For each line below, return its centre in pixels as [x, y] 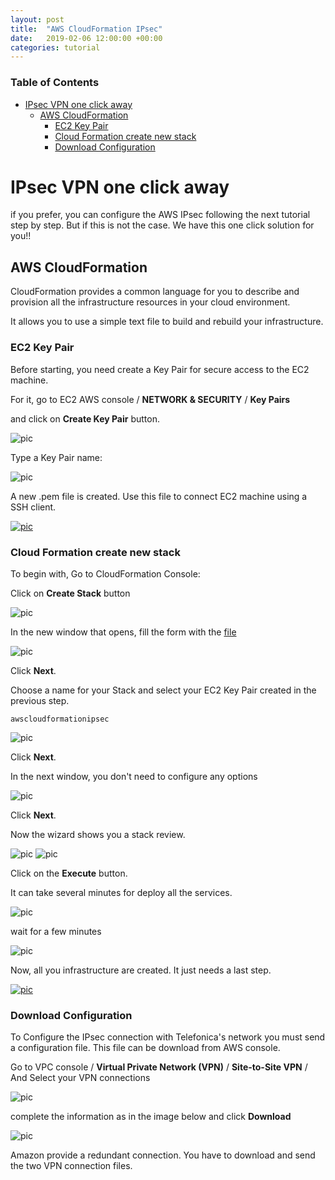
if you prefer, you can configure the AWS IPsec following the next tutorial [160, 215]
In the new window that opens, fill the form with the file [123, 632]
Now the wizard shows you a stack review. [98, 834]
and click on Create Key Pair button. [85, 418]
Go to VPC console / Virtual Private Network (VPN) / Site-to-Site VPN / [159, 1067]
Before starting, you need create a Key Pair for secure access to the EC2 [160, 369]
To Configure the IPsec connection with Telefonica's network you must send [168, 1037]
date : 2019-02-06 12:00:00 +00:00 [86, 38]
